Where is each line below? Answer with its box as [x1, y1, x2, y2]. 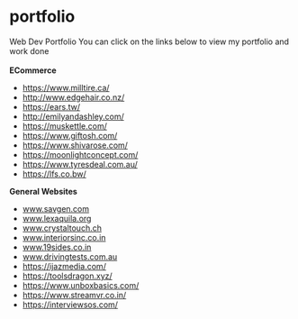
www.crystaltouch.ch [22, 223, 102, 233]
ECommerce [9, 65, 57, 76]
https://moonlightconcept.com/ [22, 149, 139, 159]
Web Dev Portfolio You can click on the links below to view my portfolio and [9, 36, 290, 47]
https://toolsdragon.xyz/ [22, 270, 113, 281]
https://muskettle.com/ [22, 120, 108, 132]
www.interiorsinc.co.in [22, 232, 106, 242]
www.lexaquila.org [22, 213, 92, 223]
